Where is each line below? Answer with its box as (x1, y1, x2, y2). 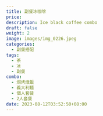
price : (6, 14, 22, 20)
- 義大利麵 (11, 85, 34, 91)
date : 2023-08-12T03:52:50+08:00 (6, 101, 87, 107)
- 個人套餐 (11, 90, 34, 96)
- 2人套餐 (11, 95, 33, 101)
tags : (6, 52, 19, 58)
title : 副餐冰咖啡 (6, 8, 47, 15)
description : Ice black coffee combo (6, 19, 98, 25)
